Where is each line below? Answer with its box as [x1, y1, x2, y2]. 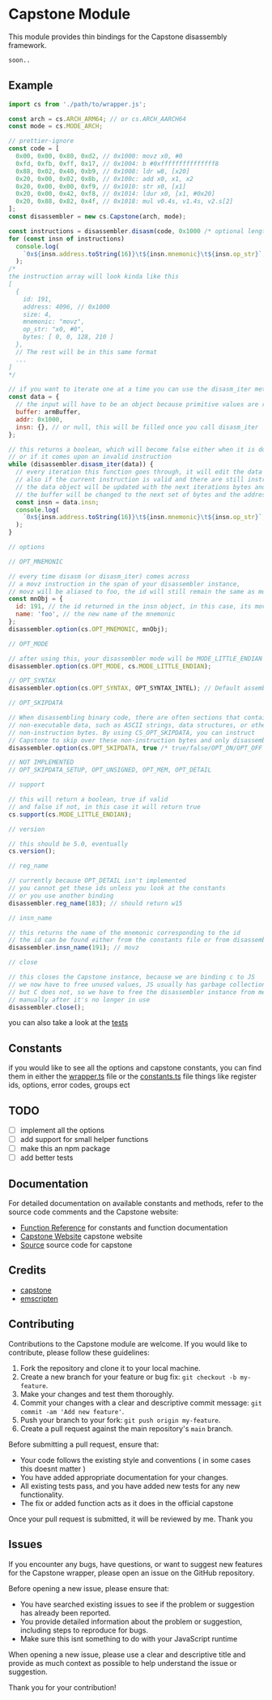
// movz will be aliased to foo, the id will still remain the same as [8, 587, 255, 595]
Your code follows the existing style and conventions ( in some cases [19, 1455, 251, 1464]
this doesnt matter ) [19, 1464, 87, 1473]
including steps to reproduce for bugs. [19, 1625, 148, 1635]
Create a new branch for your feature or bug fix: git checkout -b [19, 1372, 237, 1382]
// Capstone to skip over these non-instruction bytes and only [8, 736, 230, 744]
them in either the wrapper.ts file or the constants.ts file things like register [8, 1071, 257, 1081]
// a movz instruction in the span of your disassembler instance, [8, 580, 241, 588]
